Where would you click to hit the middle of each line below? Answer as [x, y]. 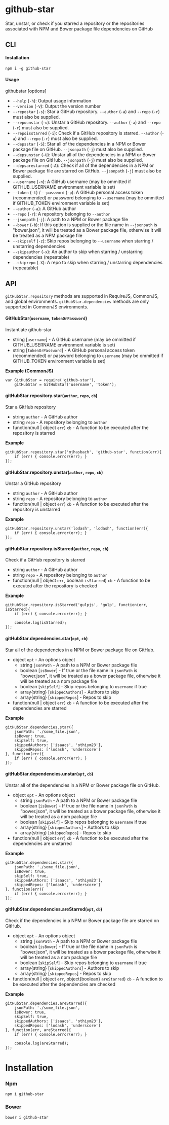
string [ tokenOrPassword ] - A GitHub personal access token [74, 350]
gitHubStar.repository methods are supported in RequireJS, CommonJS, [82, 296]
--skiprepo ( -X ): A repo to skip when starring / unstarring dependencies [88, 262]
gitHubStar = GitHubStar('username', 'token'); [65, 384]
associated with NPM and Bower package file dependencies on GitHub [79, 28]
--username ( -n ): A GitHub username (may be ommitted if [72, 182]
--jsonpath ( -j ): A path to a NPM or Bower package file [70, 219]
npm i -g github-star [28, 68]
